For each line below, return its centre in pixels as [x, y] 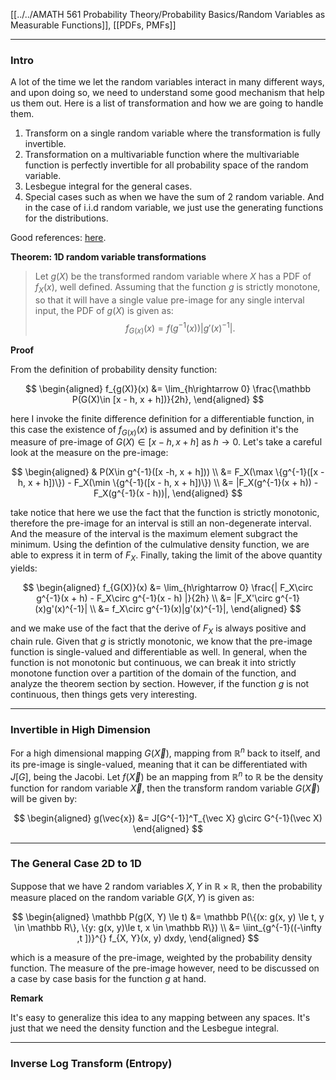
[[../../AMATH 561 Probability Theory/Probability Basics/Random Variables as [168, 14]
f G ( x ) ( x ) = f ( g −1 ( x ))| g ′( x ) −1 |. [180, 328]
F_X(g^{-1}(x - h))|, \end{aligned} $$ [168, 493]
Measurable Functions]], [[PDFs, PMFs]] [93, 25]
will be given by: [44, 798]
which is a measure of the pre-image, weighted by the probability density [161, 957]
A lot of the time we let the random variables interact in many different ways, [167, 82]
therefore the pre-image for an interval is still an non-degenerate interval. [161, 523]
